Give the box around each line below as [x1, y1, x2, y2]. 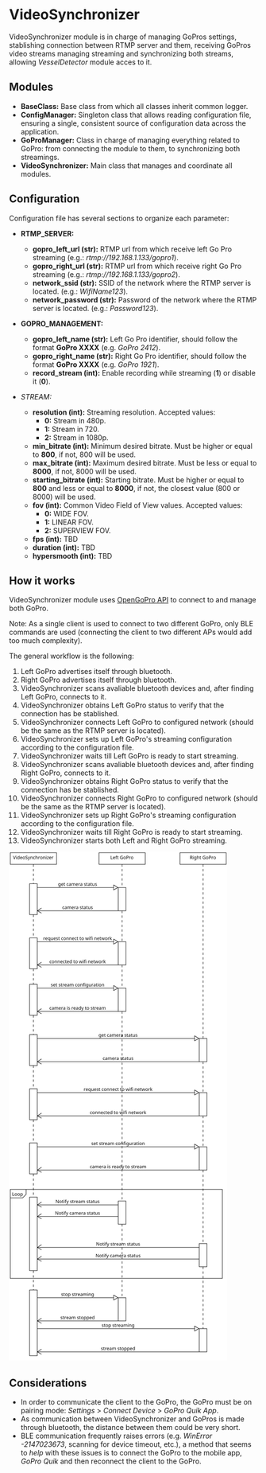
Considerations [9, 1376, 87, 1389]
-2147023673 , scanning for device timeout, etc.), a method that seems [20, 1440, 253, 1449]
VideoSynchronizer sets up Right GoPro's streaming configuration [20, 810, 237, 820]
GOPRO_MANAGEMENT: [20, 318, 104, 328]
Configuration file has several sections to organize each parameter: [9, 213, 229, 223]
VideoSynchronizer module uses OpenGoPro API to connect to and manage [9, 595, 256, 605]
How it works [9, 574, 75, 587]
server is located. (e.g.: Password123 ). [32, 303, 159, 313]
